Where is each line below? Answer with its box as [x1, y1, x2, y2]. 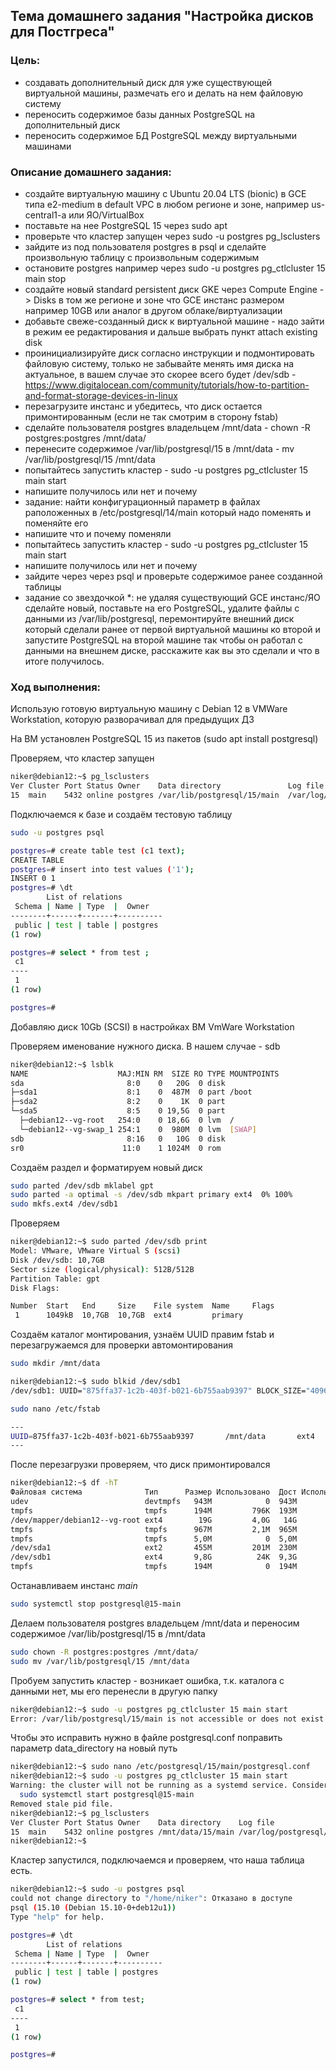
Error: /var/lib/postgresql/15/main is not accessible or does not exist [10, 1714, 325, 1724]
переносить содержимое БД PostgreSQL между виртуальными [24, 129, 298, 141]
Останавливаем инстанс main [10, 1580, 138, 1592]
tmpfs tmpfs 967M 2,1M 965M [10, 1524, 298, 1534]
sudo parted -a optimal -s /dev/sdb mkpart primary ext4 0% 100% [10, 1190, 293, 1200]
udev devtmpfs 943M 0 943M [10, 1497, 298, 1507]
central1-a [24, 209, 67, 221]
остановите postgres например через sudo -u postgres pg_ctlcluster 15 [24, 262, 326, 274]
